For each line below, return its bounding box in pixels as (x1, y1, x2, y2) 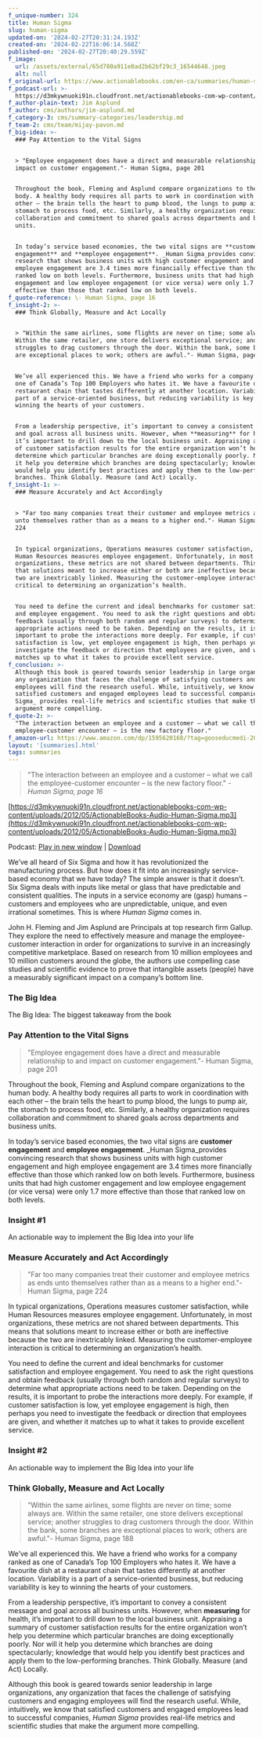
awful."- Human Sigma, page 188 (27, 1533, 135, 1543)
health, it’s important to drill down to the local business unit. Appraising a (8, 1614, 243, 1623)
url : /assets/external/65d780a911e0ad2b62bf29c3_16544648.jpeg (15, 63, 225, 71)
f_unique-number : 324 (8, 11, 79, 20)
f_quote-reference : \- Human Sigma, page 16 (8, 294, 156, 302)
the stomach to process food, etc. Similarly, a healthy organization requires (8, 1104, 250, 1114)
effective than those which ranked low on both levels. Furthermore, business (8, 1169, 255, 1179)
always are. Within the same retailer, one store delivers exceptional (27, 1509, 243, 1518)
